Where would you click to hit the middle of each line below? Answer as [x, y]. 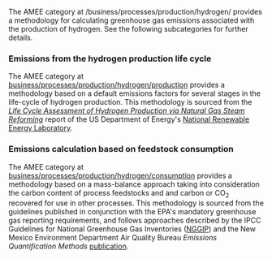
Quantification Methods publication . [69, 246]
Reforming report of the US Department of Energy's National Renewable [129, 119]
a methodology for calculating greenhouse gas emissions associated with [132, 20]
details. [21, 37]
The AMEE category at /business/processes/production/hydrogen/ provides [135, 12]
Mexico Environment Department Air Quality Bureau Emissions [113, 238]
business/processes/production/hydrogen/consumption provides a [121, 175]
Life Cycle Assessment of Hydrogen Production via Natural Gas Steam [127, 111]
